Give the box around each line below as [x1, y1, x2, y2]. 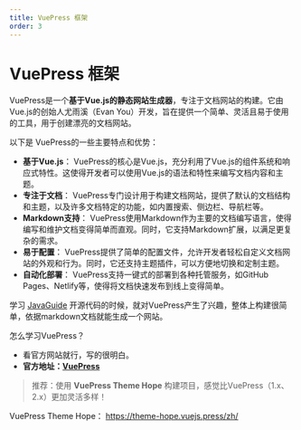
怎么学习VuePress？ [9, 330, 86, 341]
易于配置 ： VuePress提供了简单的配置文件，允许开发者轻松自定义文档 [22, 246, 283, 258]
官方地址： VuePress [22, 361, 100, 372]
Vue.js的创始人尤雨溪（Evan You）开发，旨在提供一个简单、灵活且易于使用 [9, 106, 289, 118]
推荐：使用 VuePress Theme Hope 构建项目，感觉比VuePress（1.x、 [31, 380, 289, 391]
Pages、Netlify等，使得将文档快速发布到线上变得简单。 [22, 281, 229, 291]
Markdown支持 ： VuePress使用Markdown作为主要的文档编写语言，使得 [22, 213, 292, 224]
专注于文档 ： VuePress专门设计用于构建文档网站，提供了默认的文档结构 [22, 190, 291, 201]
